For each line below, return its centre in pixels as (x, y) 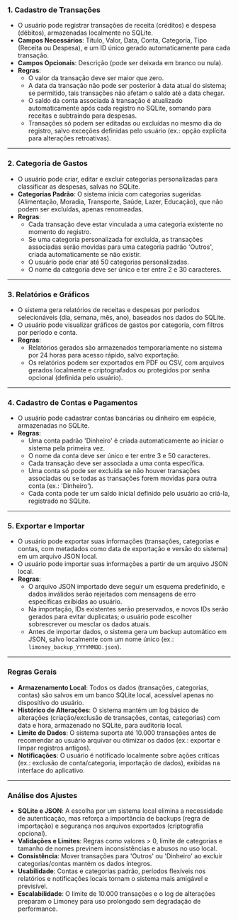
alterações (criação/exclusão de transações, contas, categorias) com (119, 717)
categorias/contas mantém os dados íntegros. (85, 864)
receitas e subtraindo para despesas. (82, 116)
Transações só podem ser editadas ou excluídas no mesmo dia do (125, 123)
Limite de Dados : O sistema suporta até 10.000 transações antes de (117, 733)
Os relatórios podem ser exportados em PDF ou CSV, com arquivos (126, 362)
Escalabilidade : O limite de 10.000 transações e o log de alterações (117, 894)
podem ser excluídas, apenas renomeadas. (80, 209)
